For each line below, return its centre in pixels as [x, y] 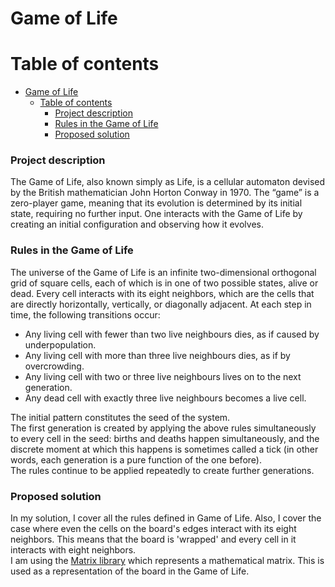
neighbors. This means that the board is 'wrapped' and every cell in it [153, 539]
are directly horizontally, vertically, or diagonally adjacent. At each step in [161, 304]
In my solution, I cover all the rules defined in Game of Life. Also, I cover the [166, 518]
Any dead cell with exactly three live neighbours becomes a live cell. [165, 398]
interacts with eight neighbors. [73, 550]
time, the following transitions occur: [85, 314]
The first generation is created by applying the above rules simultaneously [163, 428]
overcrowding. [54, 366]
